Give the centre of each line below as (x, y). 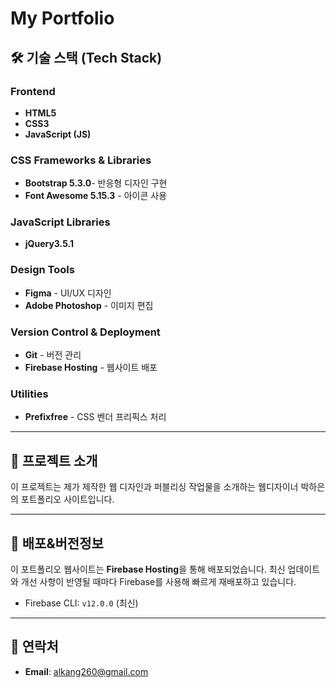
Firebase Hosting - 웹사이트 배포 (91, 368)
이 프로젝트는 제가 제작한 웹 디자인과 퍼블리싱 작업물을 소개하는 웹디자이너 (154, 487)
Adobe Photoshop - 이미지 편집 (89, 305)
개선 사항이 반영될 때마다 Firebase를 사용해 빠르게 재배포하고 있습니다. (158, 581)
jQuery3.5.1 (49, 244)
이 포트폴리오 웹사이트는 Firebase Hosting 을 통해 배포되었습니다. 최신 (148, 569)
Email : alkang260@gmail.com (86, 671)
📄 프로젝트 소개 (54, 460)
